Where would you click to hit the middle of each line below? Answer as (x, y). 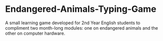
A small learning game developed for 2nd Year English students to (73, 23)
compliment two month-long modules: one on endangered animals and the (81, 28)
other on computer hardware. (35, 33)
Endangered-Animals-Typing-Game (81, 9)
